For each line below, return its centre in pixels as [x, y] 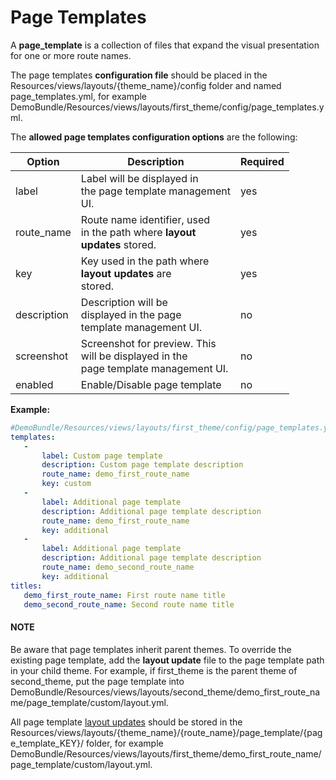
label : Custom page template [102, 456]
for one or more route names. [71, 55]
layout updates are [126, 273]
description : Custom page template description [142, 465]
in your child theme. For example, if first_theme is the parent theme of [154, 670]
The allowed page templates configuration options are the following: [154, 137]
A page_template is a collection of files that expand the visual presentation [165, 45]
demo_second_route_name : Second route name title [129, 604]
